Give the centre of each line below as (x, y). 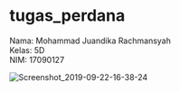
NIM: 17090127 (37, 59)
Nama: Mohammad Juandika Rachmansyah (90, 41)
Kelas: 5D (27, 50)
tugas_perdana (67, 16)
